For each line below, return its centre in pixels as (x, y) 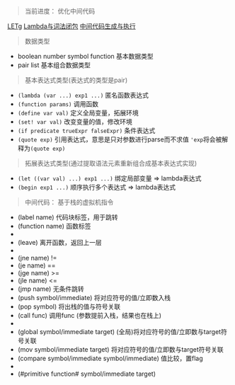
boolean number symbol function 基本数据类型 (85, 56)
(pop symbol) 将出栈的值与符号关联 (69, 306)
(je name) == (36, 265)
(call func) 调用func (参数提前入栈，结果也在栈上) (89, 315)
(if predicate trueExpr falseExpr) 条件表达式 (86, 131)
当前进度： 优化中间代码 (60, 11)
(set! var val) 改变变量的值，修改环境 (75, 122)
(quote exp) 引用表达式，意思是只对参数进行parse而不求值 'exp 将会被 (120, 139)
